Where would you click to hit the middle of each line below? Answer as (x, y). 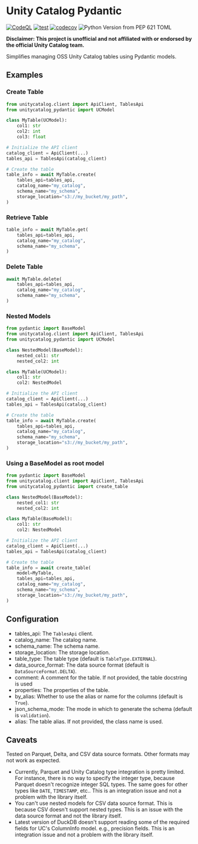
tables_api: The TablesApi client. (54, 633)
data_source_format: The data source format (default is (82, 665)
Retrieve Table (27, 217)
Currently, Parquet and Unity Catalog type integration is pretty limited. (100, 772)
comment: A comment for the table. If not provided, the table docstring (101, 677)
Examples (25, 75)
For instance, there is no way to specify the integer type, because (95, 778)
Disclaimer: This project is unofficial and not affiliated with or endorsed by (99, 38)
